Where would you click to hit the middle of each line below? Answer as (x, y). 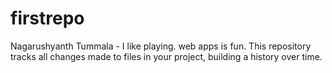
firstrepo (47, 18)
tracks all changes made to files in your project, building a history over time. (166, 56)
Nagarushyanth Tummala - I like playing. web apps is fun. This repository (161, 46)
